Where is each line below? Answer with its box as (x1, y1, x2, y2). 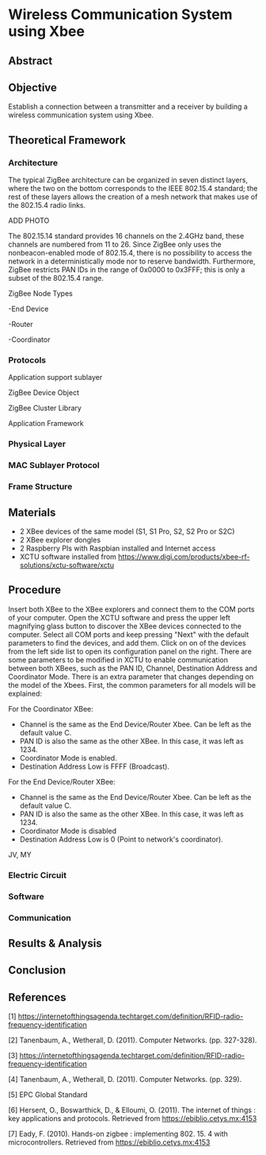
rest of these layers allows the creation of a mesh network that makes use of (8, 192, 258, 201)
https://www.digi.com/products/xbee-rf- (118, 551, 251, 561)
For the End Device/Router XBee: (8, 777, 116, 786)
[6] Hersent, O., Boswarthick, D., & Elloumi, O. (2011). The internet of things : (8, 1105, 256, 1115)
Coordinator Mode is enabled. (19, 753, 117, 762)
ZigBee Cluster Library (8, 403, 82, 413)
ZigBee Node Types (8, 289, 73, 298)
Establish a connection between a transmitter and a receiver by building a (8, 102, 248, 112)
